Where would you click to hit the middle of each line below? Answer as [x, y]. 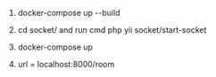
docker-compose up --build [69, 13]
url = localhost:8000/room [66, 64]
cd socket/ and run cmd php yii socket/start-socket [112, 30]
